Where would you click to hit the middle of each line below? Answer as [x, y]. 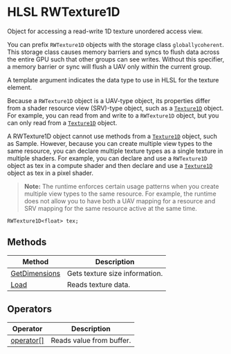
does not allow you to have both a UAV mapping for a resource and [120, 201]
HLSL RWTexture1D [64, 12]
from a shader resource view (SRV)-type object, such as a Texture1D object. [115, 108]
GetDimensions [36, 273]
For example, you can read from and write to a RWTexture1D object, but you [113, 115]
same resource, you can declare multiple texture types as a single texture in [115, 151]
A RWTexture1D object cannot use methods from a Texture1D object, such [112, 136]
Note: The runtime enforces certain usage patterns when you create [121, 186]
